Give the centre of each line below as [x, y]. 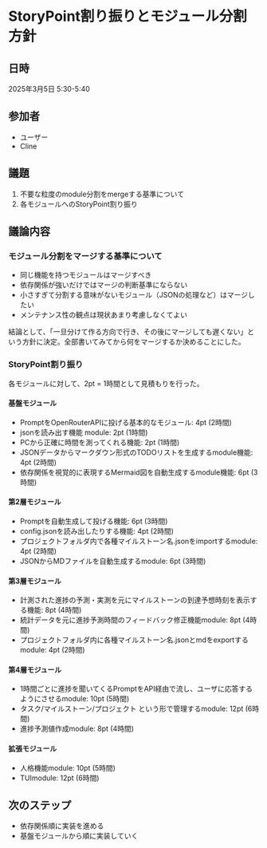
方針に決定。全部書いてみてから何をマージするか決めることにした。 [133, 342]
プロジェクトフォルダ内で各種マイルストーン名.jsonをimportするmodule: [139, 541]
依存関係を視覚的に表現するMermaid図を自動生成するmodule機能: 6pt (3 [139, 472]
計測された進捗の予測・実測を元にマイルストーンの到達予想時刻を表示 [135, 600]
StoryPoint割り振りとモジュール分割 [128, 16]
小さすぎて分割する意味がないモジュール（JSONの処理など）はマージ [134, 295]
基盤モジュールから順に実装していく [79, 836]
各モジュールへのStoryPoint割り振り [79, 203]
